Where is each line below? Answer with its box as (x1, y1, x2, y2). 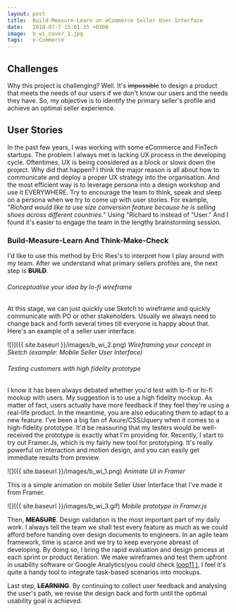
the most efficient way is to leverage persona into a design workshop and (7, 180, 221, 189)
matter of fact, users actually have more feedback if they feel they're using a (7, 401, 230, 410)
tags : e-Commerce (7, 37, 65, 44)
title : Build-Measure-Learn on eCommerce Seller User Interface (7, 17, 203, 24)
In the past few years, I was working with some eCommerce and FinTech (7, 142, 218, 152)
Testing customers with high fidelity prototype (7, 364, 141, 372)
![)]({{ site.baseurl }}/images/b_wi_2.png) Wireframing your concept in (7, 341, 211, 349)
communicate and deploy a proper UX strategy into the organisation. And (7, 173, 220, 181)
